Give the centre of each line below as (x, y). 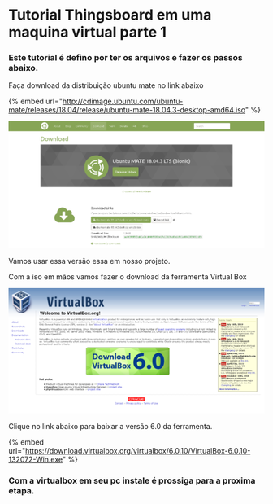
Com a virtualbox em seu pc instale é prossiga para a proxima (132, 480)
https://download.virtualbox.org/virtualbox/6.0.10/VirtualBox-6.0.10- (138, 450)
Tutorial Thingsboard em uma (110, 15)
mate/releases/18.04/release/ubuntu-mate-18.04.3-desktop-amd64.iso (127, 110)
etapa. (22, 490)
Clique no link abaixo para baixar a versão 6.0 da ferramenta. (110, 426)
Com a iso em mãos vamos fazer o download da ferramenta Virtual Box (128, 277)
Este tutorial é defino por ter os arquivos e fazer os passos (126, 58)
